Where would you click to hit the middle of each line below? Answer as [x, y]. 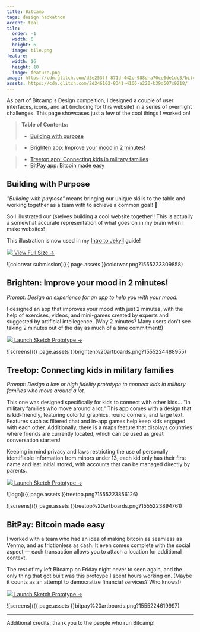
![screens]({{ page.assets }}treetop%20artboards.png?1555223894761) [95, 506]
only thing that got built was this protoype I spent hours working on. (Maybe [99, 576]
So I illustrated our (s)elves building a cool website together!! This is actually [100, 216]
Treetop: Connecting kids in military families [91, 370]
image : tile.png [32, 51]
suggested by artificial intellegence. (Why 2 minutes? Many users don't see [99, 321]
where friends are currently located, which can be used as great [85, 434]
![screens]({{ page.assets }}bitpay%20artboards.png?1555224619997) [93, 606]
